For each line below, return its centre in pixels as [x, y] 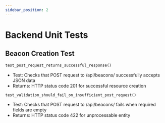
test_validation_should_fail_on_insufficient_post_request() [71, 95]
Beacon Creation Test [40, 54]
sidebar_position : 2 [27, 10]
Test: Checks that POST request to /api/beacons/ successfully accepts [86, 75]
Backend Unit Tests [47, 35]
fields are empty [30, 110]
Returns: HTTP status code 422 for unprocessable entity [71, 115]
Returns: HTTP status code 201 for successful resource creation [79, 86]
